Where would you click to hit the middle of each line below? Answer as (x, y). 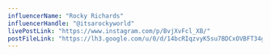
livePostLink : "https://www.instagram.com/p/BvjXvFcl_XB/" (109, 31)
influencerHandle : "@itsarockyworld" (71, 23)
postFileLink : (32, 38)
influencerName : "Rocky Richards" (66, 16)
